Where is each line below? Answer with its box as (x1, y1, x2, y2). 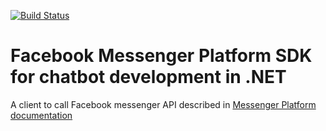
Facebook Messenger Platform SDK (10, 45, 313, 67)
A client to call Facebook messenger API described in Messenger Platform (10, 98, 317, 110)
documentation (10, 109, 73, 121)
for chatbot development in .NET (10, 66, 287, 89)
